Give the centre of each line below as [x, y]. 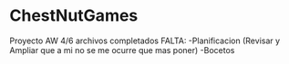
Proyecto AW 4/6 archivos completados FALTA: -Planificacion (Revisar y [145, 41]
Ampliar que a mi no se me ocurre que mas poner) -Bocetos [122, 50]
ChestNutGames [74, 16]
